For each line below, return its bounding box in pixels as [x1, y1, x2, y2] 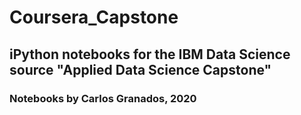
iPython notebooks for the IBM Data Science [9, 46, 291, 63]
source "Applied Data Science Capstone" [9, 61, 272, 78]
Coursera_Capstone [9, 6, 179, 29]
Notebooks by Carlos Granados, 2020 [9, 91, 197, 105]
